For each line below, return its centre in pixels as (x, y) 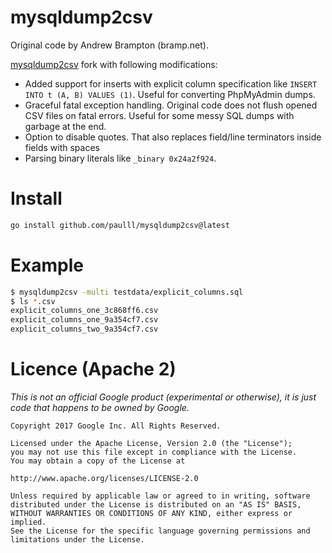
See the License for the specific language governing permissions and (160, 531)
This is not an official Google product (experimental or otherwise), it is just (163, 397)
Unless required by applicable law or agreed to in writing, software (160, 496)
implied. (28, 522)
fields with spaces (62, 147)
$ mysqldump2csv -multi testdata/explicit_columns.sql (127, 292)
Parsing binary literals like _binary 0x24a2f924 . (120, 158)
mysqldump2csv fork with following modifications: (114, 64)
